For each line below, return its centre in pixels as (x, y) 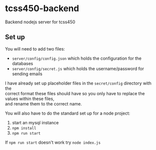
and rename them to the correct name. (44, 104)
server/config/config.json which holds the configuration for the (77, 58)
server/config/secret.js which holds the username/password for (78, 68)
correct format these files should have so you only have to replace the (75, 93)
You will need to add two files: (35, 49)
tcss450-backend (42, 8)
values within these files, (30, 99)
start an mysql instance (35, 122)
